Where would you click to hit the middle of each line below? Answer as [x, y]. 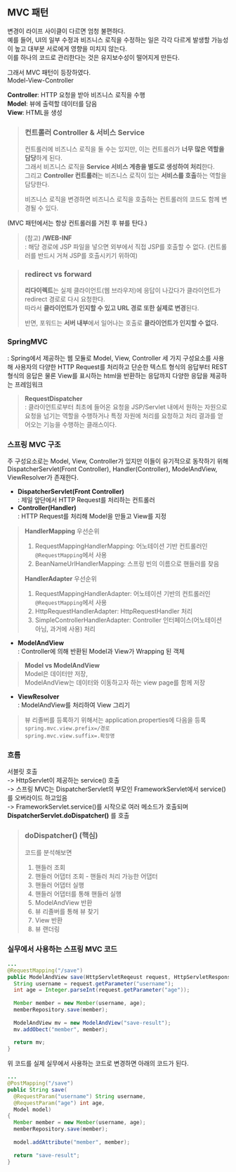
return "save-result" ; [47, 1155]
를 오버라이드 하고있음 [38, 798]
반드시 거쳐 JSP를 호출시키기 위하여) [88, 256]
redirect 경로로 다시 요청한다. [65, 299]
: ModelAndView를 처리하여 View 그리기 [74, 705]
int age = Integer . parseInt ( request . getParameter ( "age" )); [102, 990]
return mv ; [29, 1042]
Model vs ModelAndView [62, 665]
